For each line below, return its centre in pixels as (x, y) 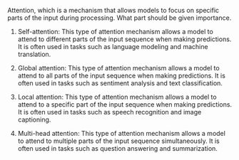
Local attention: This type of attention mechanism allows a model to (117, 97)
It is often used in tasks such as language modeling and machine (113, 47)
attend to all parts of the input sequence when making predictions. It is (122, 75)
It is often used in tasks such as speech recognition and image (110, 112)
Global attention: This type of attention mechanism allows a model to (118, 68)
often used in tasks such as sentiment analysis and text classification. (120, 83)
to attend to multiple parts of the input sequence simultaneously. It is (118, 141)
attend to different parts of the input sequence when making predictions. (124, 39)
